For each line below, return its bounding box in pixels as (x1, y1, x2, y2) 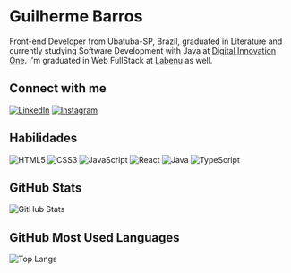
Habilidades (9, 131, 78, 146)
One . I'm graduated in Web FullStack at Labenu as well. (9, 55, 213, 65)
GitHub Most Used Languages (9, 230, 181, 245)
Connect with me (9, 81, 107, 96)
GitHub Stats (9, 180, 82, 195)
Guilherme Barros (9, 6, 143, 27)
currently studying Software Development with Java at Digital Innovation (9, 45, 276, 55)
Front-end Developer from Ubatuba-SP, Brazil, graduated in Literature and (9, 36, 283, 47)
